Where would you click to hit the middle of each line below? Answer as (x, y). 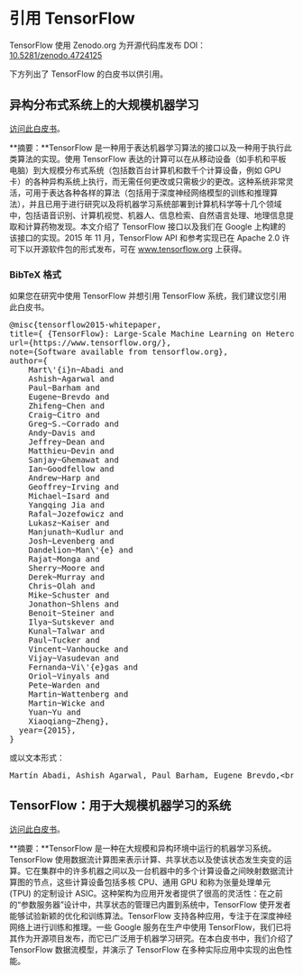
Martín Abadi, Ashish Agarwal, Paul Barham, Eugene (126, 775)
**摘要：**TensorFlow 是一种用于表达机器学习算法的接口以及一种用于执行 (147, 147)
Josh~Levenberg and (71, 541)
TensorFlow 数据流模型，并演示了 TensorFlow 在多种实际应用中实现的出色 (147, 949)
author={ (28, 361)
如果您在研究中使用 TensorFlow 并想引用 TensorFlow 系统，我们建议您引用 (148, 296)
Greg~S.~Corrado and (73, 424)
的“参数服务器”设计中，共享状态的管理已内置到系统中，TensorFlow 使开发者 (150, 904)
